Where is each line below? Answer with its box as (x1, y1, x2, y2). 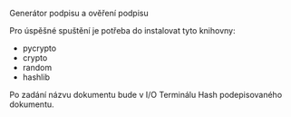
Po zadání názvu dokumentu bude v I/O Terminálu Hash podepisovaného (9, 90, 283, 100)
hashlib (22, 72, 50, 83)
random (22, 63, 53, 73)
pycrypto (22, 43, 57, 54)
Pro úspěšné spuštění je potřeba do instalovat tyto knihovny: (9, 25, 236, 35)
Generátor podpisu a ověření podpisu (9, 8, 149, 18)
